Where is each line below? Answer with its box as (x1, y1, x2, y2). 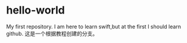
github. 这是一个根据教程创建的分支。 (6, 30, 98, 37)
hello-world (6, 4, 66, 17)
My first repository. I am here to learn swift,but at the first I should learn (6, 23, 182, 30)
